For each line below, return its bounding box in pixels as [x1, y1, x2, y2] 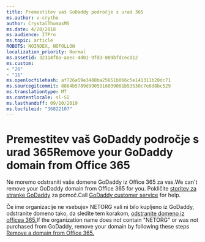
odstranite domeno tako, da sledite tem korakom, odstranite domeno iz [6, 210, 185, 217]
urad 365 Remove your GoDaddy [6, 145, 173, 159]
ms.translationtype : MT [6, 89, 67, 95]
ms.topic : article [6, 37, 53, 43]
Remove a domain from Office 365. [6, 229, 95, 236]
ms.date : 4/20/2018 [6, 26, 56, 32]
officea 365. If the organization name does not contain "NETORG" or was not [6, 216, 199, 224]
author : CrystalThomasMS [6, 20, 70, 26]
